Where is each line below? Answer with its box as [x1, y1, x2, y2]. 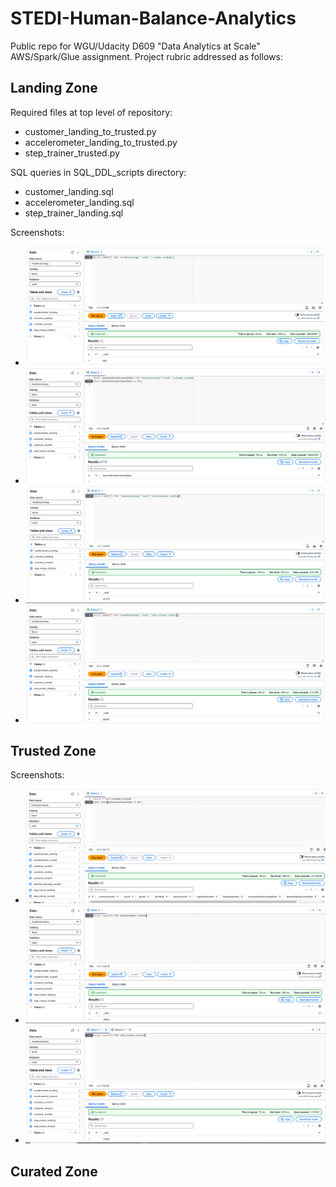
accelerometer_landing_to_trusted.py [24, 136, 178, 148]
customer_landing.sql [24, 185, 114, 197]
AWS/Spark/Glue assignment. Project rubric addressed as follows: [10, 50, 283, 62]
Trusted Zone [10, 742, 97, 759]
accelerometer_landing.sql [24, 196, 135, 208]
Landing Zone [10, 80, 98, 97]
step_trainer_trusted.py [24, 147, 120, 159]
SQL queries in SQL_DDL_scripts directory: [10, 166, 187, 178]
